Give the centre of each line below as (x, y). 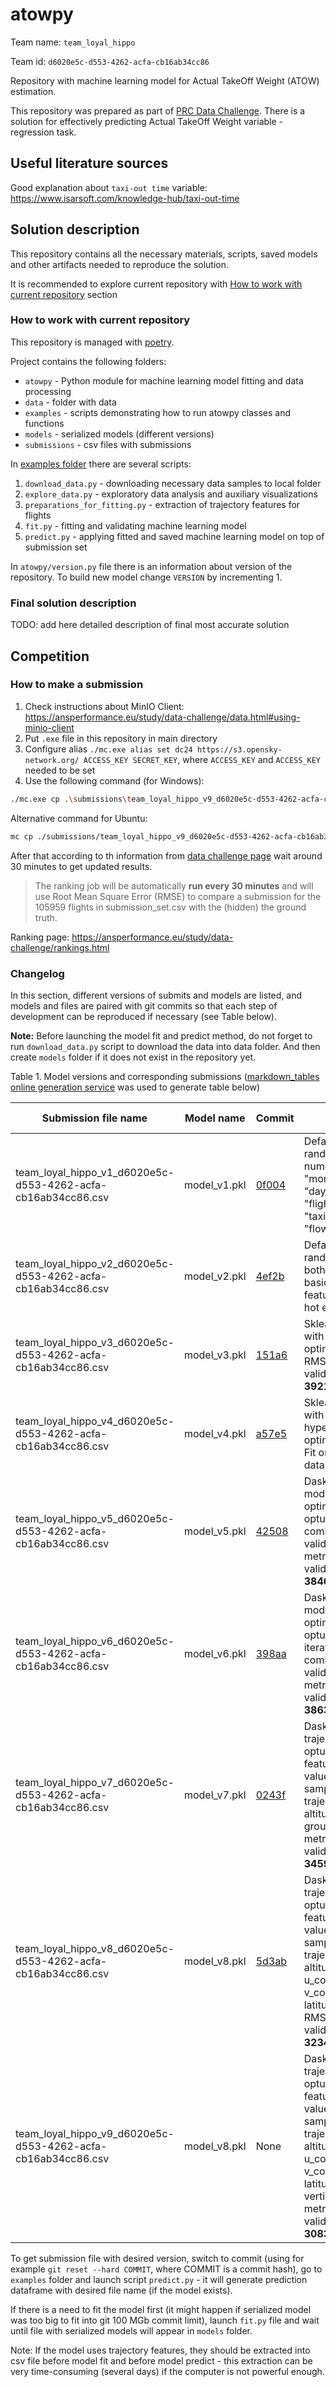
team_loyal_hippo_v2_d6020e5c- (95, 1263)
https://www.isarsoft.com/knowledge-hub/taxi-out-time (125, 198)
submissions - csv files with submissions (108, 444)
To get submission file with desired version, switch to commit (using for (157, 2258)
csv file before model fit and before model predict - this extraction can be (161, 2360)
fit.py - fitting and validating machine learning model (135, 525)
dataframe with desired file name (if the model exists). (121, 2290)
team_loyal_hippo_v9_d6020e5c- (95, 2133)
